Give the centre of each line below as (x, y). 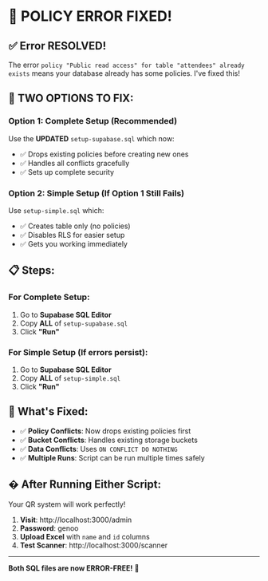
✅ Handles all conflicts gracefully (75, 163)
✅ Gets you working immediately (73, 243)
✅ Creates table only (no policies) (75, 226)
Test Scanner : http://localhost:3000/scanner (94, 545)
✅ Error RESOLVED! (57, 46)
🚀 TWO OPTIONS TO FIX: (71, 99)
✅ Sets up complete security (67, 172)
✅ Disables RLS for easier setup (72, 235)
